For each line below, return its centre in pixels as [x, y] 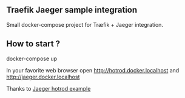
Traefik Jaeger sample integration [72, 10]
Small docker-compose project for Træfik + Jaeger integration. [85, 24]
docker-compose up [32, 58]
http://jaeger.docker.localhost [43, 77]
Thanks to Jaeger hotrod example [49, 88]
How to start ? [33, 44]
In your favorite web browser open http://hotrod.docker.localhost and [93, 70]
